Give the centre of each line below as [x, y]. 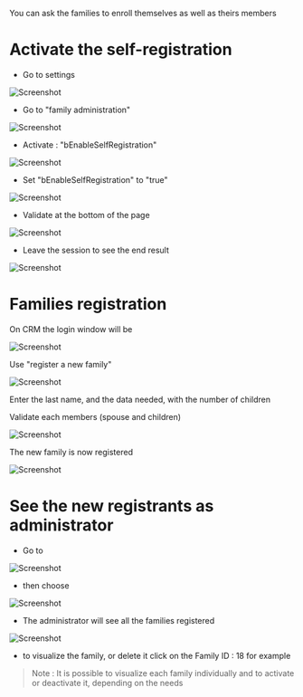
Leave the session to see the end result [96, 250]
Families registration [88, 305]
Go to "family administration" [76, 110]
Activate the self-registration [121, 50]
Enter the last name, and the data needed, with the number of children [140, 399]
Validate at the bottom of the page [86, 215]
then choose [46, 585]
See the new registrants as [112, 506]
